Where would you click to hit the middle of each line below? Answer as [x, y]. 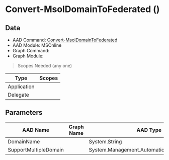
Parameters [24, 112]
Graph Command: [31, 51]
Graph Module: [28, 56]
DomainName [24, 141]
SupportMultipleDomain [36, 149]
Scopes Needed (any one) [45, 66]
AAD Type [149, 130]
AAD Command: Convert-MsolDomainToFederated [65, 40]
